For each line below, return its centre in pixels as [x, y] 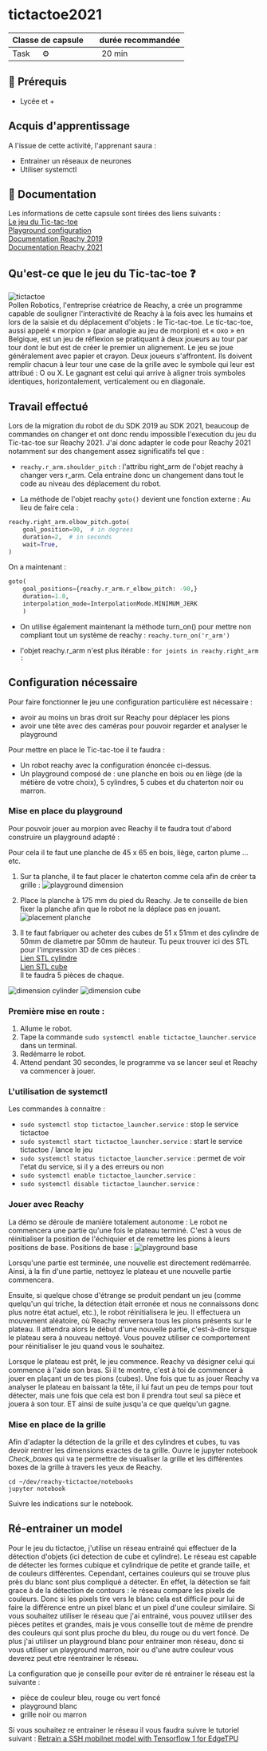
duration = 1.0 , [46, 597]
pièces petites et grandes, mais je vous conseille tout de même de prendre [131, 1624]
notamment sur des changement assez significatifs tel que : [106, 451]
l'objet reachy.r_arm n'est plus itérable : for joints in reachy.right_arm [139, 650]
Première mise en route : [57, 1011]
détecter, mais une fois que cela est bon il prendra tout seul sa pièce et [125, 1395]
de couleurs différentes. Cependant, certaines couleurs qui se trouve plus [130, 1573]
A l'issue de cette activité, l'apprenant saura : [82, 145]
